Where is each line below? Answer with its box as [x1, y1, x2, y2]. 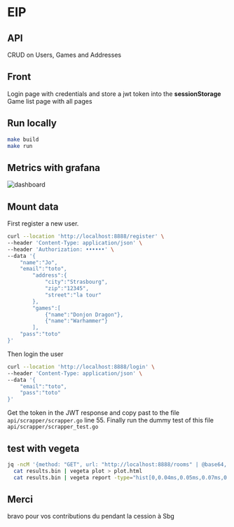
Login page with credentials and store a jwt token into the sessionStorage [7, 89, 221, 98]
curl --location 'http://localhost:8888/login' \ [7, 363, 156, 370]
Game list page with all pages [7, 97, 92, 105]
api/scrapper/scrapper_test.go [7, 423, 99, 431]
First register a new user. [7, 219, 79, 228]
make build [7, 136, 39, 143]
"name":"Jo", [20, 259, 58, 266]
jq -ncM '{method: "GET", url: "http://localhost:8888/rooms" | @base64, [7, 460, 228, 468]
